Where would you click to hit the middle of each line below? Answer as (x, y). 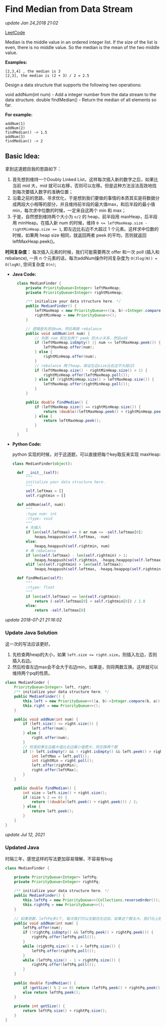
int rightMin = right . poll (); (62, 761)
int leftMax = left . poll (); (61, 756)
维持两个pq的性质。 (32, 673)
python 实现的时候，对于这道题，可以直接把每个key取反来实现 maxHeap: (86, 454)
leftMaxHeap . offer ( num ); (69, 347)
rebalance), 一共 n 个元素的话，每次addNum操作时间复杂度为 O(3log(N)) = (81, 258)
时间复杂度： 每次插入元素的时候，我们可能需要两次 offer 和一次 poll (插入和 (82, 252)
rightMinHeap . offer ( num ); (70, 357)
